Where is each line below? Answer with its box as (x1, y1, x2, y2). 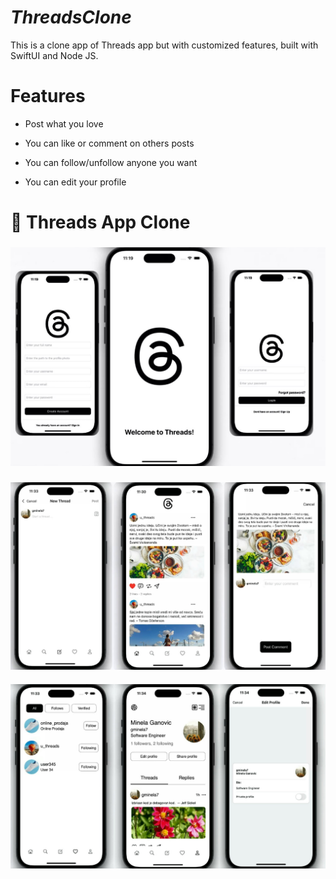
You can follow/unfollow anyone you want (24, 156, 198, 168)
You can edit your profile (24, 176, 127, 188)
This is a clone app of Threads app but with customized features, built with (10, 39, 319, 51)
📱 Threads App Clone (10, 211, 191, 234)
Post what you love (24, 117, 104, 130)
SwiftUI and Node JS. (10, 49, 99, 61)
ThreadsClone (10, 6, 132, 29)
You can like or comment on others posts (24, 137, 195, 149)
